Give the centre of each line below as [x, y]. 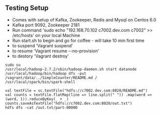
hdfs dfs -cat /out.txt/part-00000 [41, 107]
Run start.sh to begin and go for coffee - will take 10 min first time [78, 40]
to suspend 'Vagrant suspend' [43, 45]
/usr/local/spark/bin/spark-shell [40, 82]
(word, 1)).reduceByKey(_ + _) [37, 99]
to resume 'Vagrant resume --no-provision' [56, 51]
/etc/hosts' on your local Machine [46, 35]
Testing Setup [27, 8]
